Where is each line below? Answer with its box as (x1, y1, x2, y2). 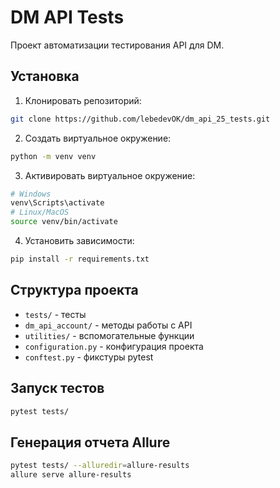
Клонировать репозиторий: (24, 94, 142, 106)
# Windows (10, 189, 52, 199)
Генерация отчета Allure (10, 434, 171, 451)
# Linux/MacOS (10, 207, 70, 218)
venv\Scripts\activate (10, 198, 105, 208)
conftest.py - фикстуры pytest (24, 351, 154, 363)
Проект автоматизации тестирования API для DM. (10, 39, 225, 51)
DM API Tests (10, 6, 125, 29)
